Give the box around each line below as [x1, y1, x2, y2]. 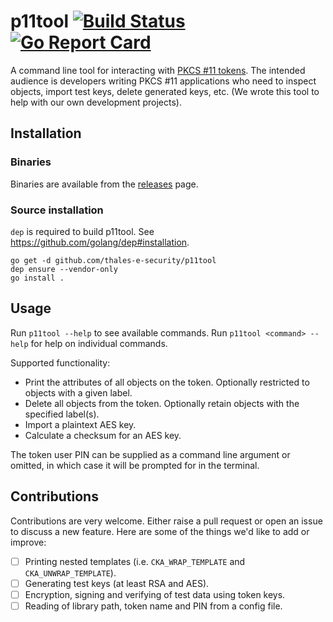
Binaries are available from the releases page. [10, 178, 199, 190]
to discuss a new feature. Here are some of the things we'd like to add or [10, 525, 310, 537]
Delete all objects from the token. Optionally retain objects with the [24, 397, 300, 409]
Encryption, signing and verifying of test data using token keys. [24, 588, 286, 600]
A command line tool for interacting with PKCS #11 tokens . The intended [10, 64, 306, 76]
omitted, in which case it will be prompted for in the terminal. [10, 459, 260, 471]
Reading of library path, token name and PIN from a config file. [24, 600, 283, 612]
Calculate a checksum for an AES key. [24, 429, 182, 441]
